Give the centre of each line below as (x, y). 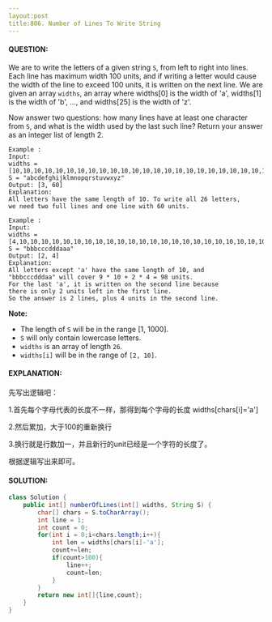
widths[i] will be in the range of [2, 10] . (88, 355)
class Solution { (38, 498)
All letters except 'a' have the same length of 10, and (106, 270)
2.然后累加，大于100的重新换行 (60, 427)
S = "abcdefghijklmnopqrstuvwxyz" (67, 178)
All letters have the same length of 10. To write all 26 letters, (125, 199)
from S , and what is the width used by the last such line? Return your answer (136, 126)
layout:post (28, 16)
